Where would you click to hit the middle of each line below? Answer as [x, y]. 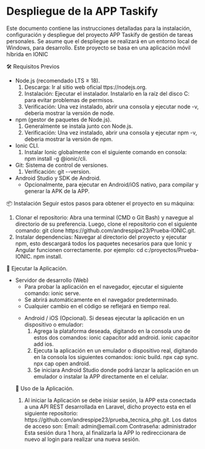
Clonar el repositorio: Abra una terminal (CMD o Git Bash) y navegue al [104, 217]
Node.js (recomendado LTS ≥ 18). [58, 80]
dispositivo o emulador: [54, 324]
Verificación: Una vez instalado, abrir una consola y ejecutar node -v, [111, 106]
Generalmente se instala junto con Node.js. [79, 126]
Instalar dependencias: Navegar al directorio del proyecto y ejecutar [101, 237]
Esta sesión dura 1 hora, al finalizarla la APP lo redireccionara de [105, 432]
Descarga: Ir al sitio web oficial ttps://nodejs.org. [85, 87]
